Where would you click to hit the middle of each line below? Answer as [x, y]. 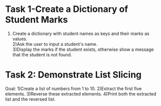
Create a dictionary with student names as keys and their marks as [81, 33]
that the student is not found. [42, 54]
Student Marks [37, 20]
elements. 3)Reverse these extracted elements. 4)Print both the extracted [81, 94]
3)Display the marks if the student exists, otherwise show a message [83, 49]
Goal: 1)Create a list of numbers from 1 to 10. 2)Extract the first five [74, 89]
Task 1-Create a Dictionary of [67, 9]
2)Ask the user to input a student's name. [55, 44]
